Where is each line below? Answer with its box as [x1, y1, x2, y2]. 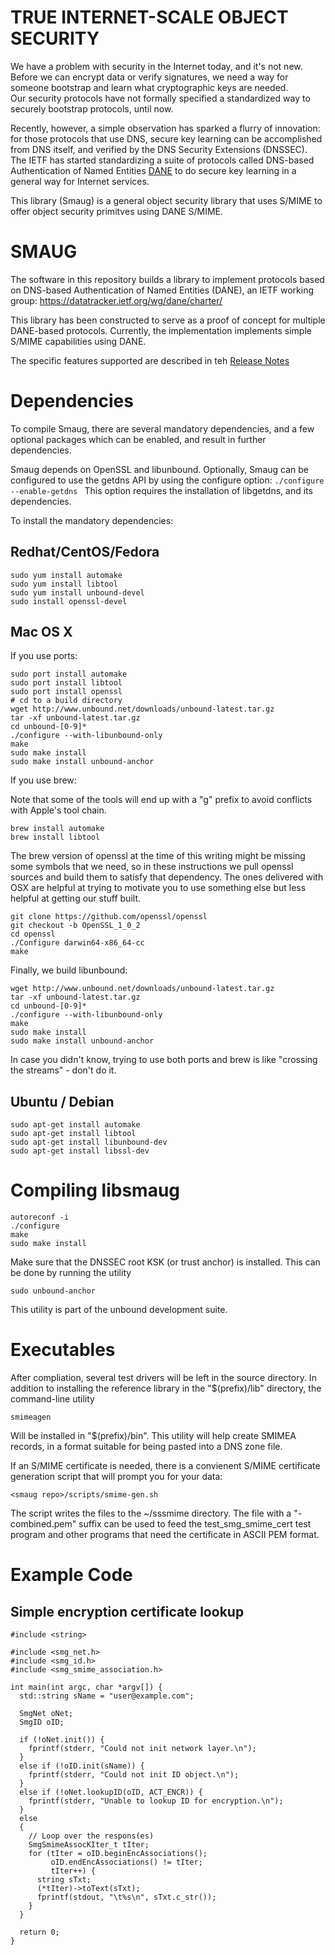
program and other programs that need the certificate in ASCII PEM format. [10, 1529, 320, 1541]
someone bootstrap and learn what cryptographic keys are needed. [10, 81, 289, 93]
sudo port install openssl [10, 687, 123, 697]
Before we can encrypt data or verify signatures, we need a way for [10, 71, 289, 83]
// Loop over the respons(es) [28, 1831, 155, 1841]
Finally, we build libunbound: [10, 964, 128, 976]
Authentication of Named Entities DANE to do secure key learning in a [10, 164, 297, 176]
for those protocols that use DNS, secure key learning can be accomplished [10, 132, 323, 145]
